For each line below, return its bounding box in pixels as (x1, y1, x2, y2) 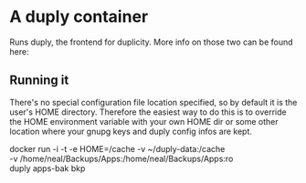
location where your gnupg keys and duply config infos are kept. (9, 126, 253, 137)
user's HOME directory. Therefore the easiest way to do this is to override (9, 107, 287, 117)
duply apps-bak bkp (9, 162, 86, 174)
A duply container (9, 6, 149, 27)
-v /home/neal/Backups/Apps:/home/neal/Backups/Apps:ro (9, 153, 234, 164)
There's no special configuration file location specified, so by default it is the (9, 97, 298, 107)
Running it (9, 73, 69, 88)
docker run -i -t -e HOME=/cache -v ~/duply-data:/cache (9, 143, 226, 154)
